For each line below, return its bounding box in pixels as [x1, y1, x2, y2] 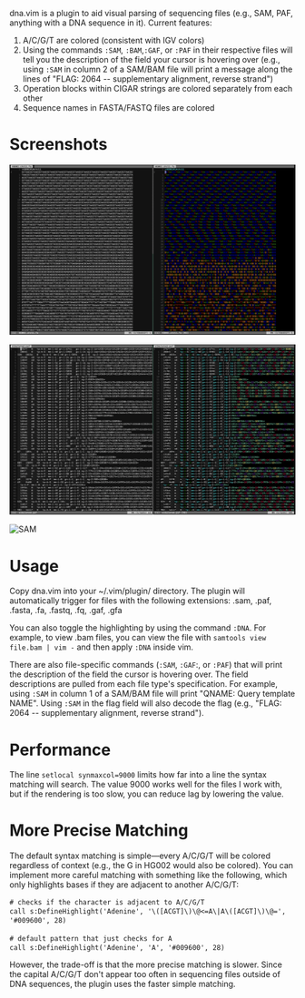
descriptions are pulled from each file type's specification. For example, [9, 679, 279, 690]
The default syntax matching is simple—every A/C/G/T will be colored [9, 850, 271, 861]
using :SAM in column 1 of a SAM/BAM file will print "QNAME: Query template [9, 689, 296, 700]
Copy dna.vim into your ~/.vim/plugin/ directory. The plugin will [9, 585, 245, 597]
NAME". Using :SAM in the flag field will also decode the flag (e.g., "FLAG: [9, 698, 282, 709]
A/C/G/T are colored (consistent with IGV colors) [22, 35, 205, 45]
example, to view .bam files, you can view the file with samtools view [9, 632, 267, 643]
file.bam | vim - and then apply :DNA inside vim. [9, 641, 193, 652]
